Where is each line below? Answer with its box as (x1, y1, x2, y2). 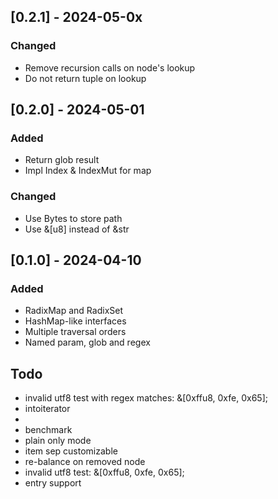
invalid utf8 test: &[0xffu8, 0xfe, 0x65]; (24, 466, 185, 479)
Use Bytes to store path (24, 212, 123, 224)
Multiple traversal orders (24, 326, 127, 338)
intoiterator (24, 403, 71, 415)
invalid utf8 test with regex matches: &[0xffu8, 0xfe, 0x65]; (24, 392, 268, 404)
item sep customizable (24, 445, 118, 457)
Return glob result (24, 154, 100, 166)
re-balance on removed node (24, 456, 146, 468)
